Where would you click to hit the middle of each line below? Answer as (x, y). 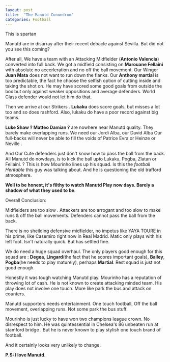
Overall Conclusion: (26, 200)
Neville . (14, 144)
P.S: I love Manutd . (25, 355)
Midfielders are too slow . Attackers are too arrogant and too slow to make (83, 210)
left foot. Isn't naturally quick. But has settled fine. (57, 242)
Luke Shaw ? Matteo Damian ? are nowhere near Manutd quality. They (79, 127)
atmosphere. (19, 175)
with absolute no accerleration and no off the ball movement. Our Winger (82, 70)
